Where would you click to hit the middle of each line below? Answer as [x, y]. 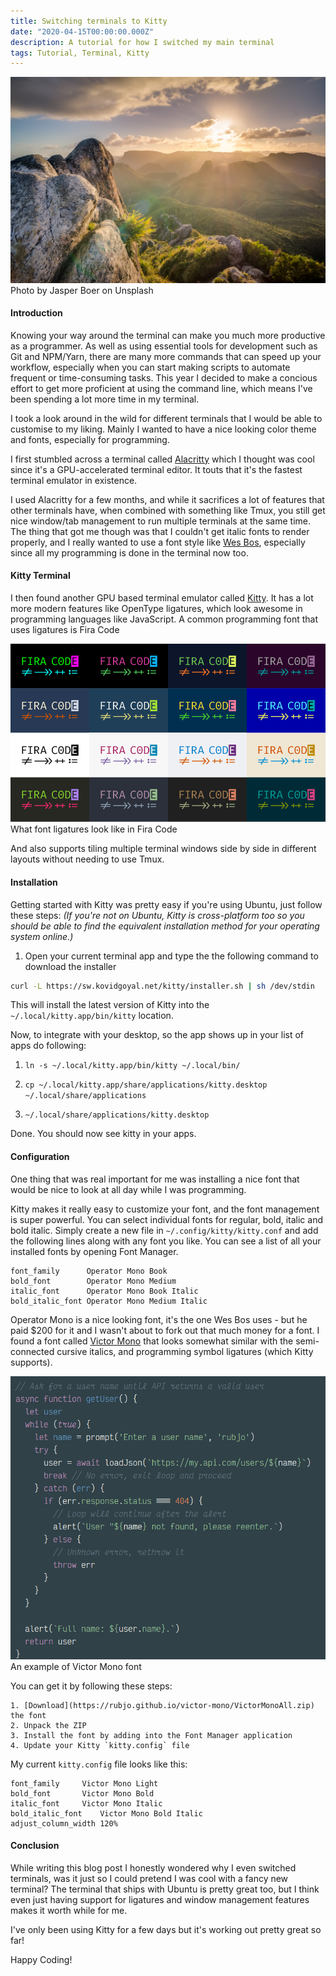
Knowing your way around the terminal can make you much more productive [168, 335]
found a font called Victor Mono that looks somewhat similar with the [152, 1341]
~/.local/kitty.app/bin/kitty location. [92, 1016]
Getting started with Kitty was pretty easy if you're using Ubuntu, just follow [166, 904]
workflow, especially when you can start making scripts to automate [150, 367]
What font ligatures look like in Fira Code [94, 829]
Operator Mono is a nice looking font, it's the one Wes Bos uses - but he [159, 1319]
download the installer [70, 966]
